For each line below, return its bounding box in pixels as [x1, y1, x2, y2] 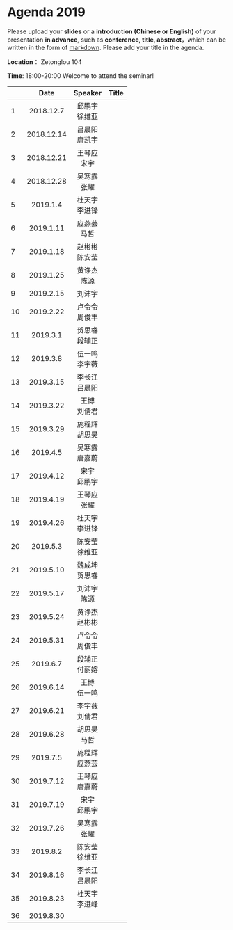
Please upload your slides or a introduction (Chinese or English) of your [7, 27, 217, 35]
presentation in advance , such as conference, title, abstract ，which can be [7, 35, 227, 44]
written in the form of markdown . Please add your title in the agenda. [7, 43, 204, 51]
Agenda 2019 [7, 4, 86, 20]
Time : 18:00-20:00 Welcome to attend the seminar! [7, 71, 154, 80]
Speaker [73, 88, 102, 97]
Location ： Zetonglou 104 [7, 57, 82, 66]
